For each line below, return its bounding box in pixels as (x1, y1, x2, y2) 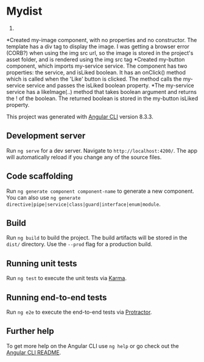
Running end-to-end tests (6, 292, 107, 303)
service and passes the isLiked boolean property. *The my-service (26, 81, 195, 89)
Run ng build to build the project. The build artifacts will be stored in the (6, 234, 188, 242)
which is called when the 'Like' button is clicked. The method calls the (6, 75, 182, 82)
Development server (6, 131, 86, 141)
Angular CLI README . (6, 349, 62, 356)
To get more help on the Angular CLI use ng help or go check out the (6, 342, 179, 349)
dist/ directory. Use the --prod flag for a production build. (6, 241, 152, 248)
